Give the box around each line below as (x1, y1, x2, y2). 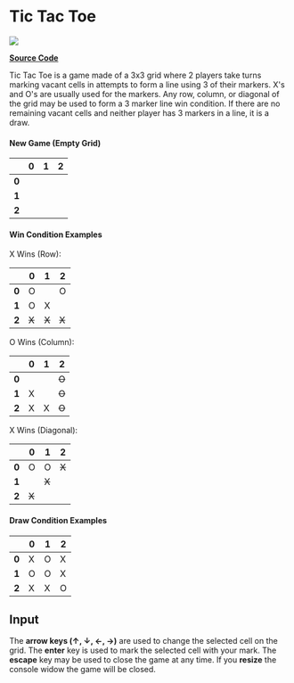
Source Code (9, 52, 59, 63)
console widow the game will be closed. (9, 664, 156, 675)
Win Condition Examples (9, 229, 102, 240)
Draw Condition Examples (9, 514, 108, 525)
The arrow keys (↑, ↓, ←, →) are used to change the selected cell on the (9, 636, 278, 646)
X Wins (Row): (9, 249, 61, 259)
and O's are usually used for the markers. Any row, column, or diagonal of (9, 88, 280, 99)
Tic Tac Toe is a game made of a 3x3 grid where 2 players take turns (9, 70, 262, 80)
